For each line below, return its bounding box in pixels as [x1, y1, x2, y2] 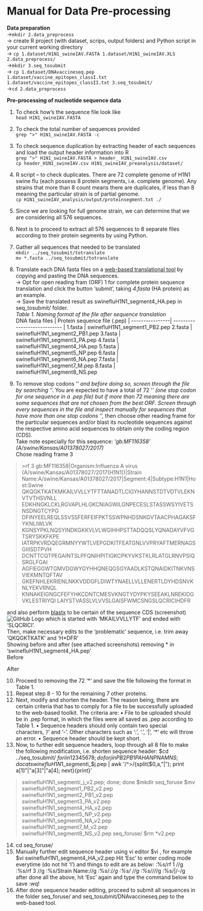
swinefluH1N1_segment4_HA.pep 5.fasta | [15, 342, 119, 350]
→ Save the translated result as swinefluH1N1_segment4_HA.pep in [15, 298, 183, 305]
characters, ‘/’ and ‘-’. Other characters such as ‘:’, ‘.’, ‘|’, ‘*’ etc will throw [15, 728, 193, 735]
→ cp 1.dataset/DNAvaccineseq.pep [7, 68, 95, 75]
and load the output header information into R [15, 149, 129, 156]
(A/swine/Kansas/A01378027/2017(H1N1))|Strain [21, 468, 142, 476]
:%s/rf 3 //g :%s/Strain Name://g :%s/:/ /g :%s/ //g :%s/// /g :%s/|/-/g [15, 867, 186, 874]
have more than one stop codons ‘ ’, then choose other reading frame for [15, 412, 195, 419]
